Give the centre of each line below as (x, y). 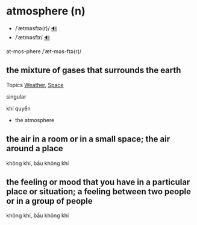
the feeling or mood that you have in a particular (98, 182)
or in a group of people (50, 201)
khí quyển (19, 108)
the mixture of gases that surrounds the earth (94, 70)
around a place (35, 148)
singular (16, 96)
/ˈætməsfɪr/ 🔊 (32, 37)
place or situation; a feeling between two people (99, 191)
